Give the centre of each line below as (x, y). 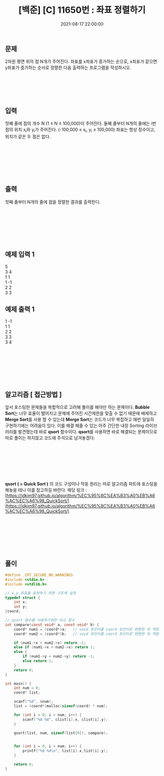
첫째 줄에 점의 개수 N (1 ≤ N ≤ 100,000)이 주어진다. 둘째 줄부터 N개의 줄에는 (78, 124)
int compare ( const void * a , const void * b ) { (52, 625)
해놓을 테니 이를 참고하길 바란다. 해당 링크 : (46, 490)
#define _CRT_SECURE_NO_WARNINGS (39, 575)
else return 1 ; (38, 661)
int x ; (20, 602)
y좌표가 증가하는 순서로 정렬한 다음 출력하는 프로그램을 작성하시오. (68, 68)
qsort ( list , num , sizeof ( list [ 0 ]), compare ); (61, 733)
